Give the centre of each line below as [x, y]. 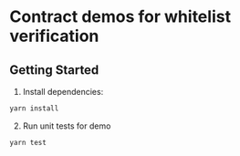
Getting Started [54, 70]
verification [54, 36]
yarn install [34, 109]
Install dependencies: [63, 92]
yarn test [28, 142]
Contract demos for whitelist [120, 17]
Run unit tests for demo [67, 126]
